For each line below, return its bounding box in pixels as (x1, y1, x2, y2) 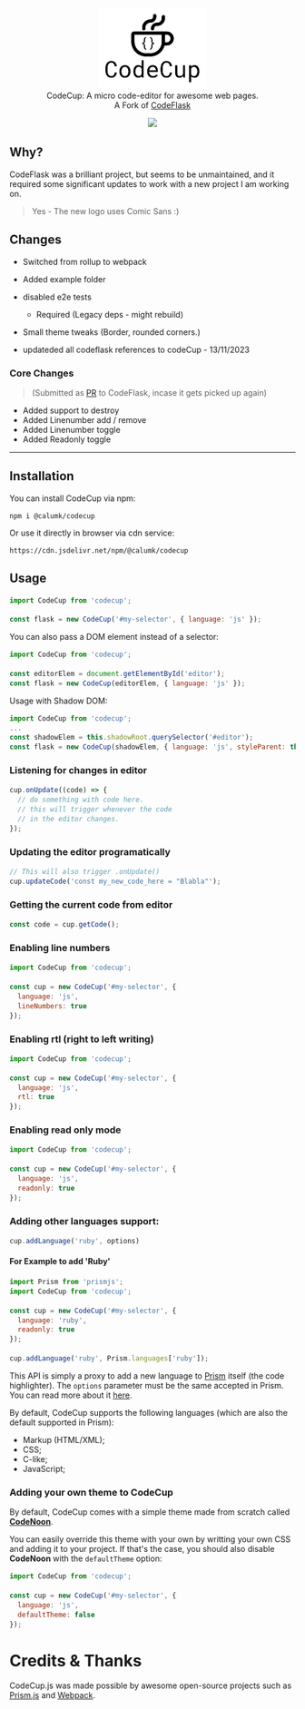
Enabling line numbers (9, 941, 111, 954)
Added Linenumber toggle (22, 424, 121, 435)
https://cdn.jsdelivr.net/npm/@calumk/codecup (9, 545, 189, 555)
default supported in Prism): (9, 1417, 114, 1428)
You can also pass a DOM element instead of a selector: (9, 632, 220, 643)
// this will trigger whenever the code (17, 805, 172, 814)
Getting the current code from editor (9, 898, 173, 910)
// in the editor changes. (17, 815, 120, 824)
